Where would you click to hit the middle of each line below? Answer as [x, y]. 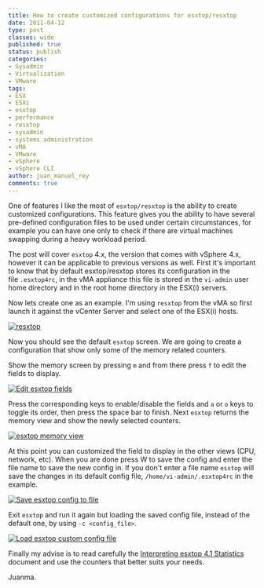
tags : [17, 88]
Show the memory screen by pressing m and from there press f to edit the [127, 365]
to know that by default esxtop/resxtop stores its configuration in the [119, 271]
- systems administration [50, 139]
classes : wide [31, 37]
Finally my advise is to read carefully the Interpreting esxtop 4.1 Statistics [126, 553]
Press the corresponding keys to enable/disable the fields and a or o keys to [131, 404]
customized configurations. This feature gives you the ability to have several [132, 214]
